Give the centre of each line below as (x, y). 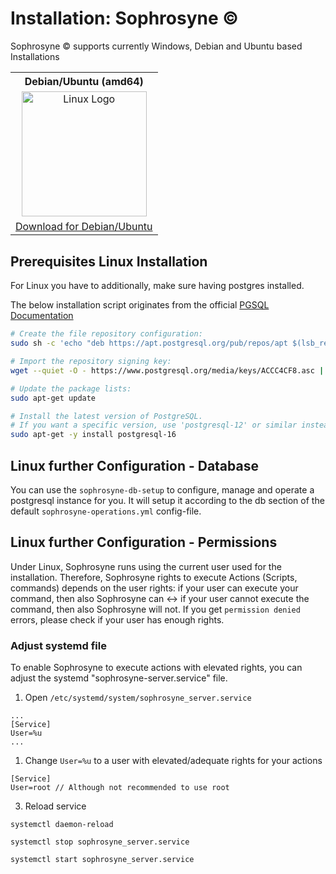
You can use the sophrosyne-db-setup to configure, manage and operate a (162, 489)
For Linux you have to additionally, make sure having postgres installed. (157, 286)
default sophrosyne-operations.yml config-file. (106, 511)
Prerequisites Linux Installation (109, 261)
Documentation (42, 316)
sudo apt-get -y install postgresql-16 (93, 435)
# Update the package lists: (71, 388)
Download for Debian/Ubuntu (84, 226)
